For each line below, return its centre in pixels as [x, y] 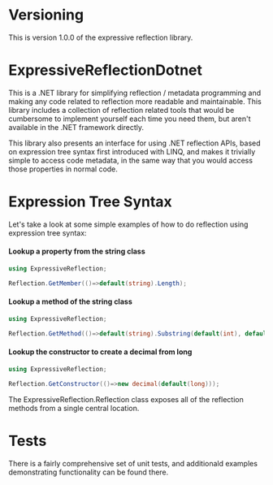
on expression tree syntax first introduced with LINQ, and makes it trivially [132, 151]
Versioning [46, 15]
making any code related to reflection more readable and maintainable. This [135, 101]
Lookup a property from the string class [77, 251]
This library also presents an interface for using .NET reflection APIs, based [135, 143]
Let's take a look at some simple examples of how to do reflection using [128, 224]
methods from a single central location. [74, 408]
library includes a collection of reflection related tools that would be [121, 110]
